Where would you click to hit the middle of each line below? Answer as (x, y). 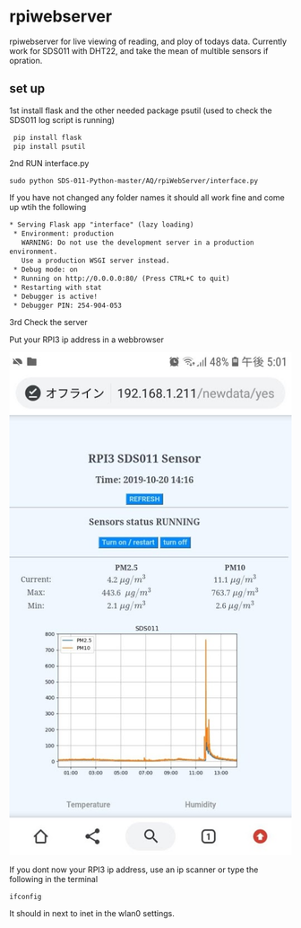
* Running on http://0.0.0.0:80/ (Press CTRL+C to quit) (121, 278)
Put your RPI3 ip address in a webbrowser (86, 340)
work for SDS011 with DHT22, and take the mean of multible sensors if (139, 50)
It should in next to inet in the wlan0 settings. (92, 913)
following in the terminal (54, 879)
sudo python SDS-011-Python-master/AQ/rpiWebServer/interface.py (133, 181)
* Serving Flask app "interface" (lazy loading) (102, 225)
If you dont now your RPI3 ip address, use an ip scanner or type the (134, 870)
